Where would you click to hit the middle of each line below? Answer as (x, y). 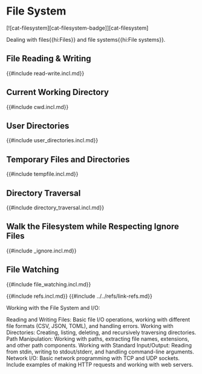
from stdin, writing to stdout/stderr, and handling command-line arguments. (100, 352)
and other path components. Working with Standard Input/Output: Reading (99, 345)
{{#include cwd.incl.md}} (37, 107)
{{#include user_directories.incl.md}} (52, 140)
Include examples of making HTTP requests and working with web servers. (100, 364)
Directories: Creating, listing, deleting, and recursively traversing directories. (101, 332)
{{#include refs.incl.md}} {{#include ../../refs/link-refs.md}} (79, 296)
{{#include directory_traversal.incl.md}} (55, 208)
